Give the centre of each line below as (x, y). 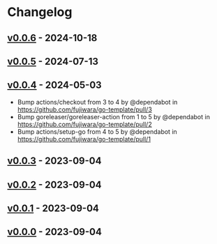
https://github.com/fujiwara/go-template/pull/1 (84, 139)
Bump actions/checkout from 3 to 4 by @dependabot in (97, 102)
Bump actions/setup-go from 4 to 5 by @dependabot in (97, 131)
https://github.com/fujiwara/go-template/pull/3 (84, 109)
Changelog (40, 12)
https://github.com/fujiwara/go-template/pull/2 (84, 124)
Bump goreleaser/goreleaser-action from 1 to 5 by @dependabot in (114, 116)
